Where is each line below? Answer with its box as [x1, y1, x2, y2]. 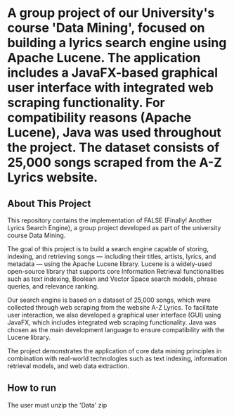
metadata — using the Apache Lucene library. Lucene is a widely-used [7, 260, 212, 268]
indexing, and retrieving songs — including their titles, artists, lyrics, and [7, 252, 216, 260]
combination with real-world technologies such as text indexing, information [7, 354, 228, 363]
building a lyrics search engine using [7, 35, 227, 51]
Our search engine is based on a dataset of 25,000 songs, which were [7, 296, 211, 304]
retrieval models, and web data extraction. [7, 362, 130, 370]
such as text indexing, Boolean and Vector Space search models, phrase [7, 275, 218, 283]
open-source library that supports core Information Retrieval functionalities [7, 267, 225, 275]
